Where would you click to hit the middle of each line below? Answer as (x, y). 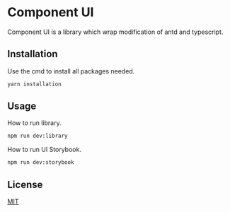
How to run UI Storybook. (44, 150)
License (25, 184)
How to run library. (34, 123)
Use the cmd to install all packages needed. (71, 71)
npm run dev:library (38, 136)
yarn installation (34, 84)
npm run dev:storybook (41, 163)
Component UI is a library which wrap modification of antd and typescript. (115, 32)
